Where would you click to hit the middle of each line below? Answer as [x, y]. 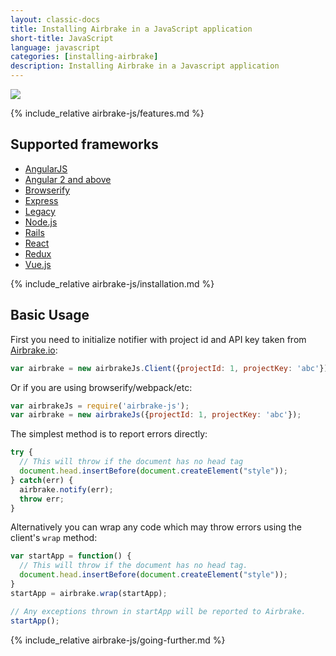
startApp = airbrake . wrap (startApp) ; [89, 593]
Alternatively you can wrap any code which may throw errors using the [156, 527]
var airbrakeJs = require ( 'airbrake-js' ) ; [100, 406]
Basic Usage [50, 315]
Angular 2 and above [68, 179]
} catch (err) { [42, 480]
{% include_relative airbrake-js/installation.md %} [112, 283]
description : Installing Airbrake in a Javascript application [145, 66]
